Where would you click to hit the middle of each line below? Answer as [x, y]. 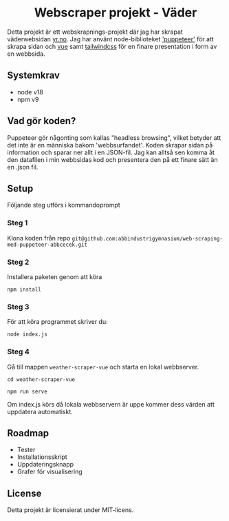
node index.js [28, 335]
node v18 [30, 92]
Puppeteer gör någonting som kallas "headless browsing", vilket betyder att [114, 137]
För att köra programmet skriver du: [57, 322]
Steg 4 [18, 351]
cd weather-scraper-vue [41, 379]
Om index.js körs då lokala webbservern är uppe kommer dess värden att [111, 404]
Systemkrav [34, 75]
